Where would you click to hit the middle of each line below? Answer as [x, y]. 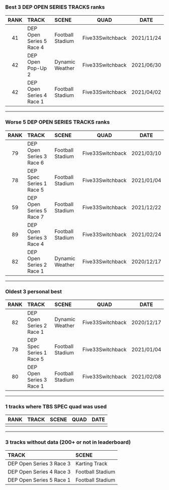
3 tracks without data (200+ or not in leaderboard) [68, 442]
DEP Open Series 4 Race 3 [39, 472]
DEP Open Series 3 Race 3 [39, 464]
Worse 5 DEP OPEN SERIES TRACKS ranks [58, 122]
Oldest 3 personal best [33, 291]
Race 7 [36, 217]
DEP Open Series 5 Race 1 [39, 480]
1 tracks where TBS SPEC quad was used [56, 406]
